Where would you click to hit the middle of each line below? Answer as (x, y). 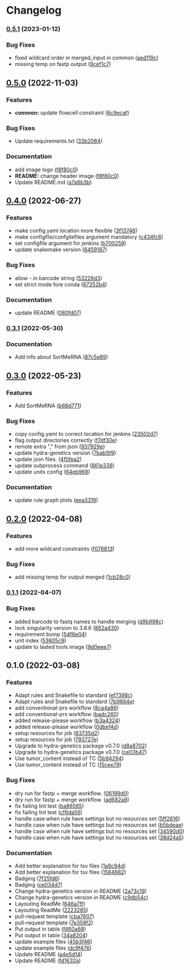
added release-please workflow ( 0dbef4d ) (66, 727)
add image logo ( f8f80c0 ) (46, 169)
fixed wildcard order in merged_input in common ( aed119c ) (87, 58)
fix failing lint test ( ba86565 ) (49, 806)
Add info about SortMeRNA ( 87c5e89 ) (61, 357)
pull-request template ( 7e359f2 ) (54, 922)
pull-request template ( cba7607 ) (54, 916)
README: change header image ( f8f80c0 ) (67, 175)
